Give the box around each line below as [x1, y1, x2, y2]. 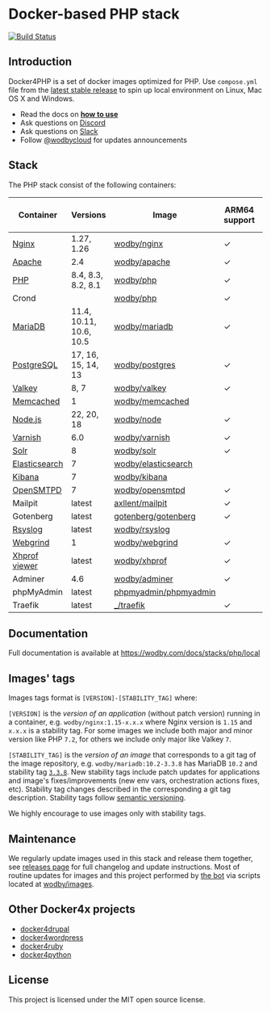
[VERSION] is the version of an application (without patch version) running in [8, 708, 261, 719]
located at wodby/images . [8, 880, 94, 888]
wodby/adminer [114, 573, 173, 584]
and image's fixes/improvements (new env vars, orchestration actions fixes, [8, 776, 261, 786]
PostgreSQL [12, 359, 58, 370]
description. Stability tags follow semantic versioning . [8, 793, 186, 803]
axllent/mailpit [114, 498, 168, 509]
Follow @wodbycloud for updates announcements [19, 135, 188, 145]
